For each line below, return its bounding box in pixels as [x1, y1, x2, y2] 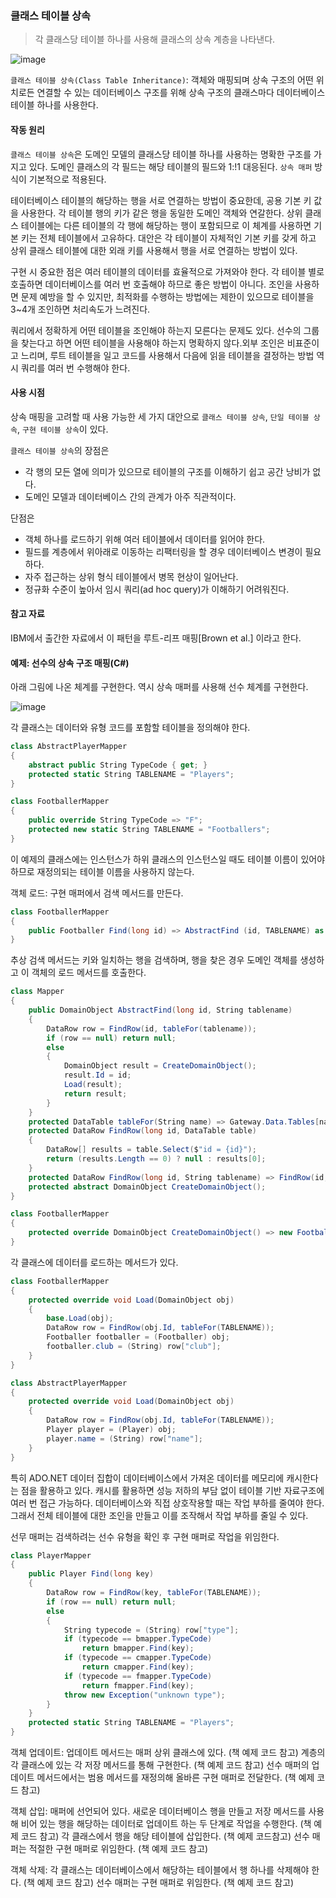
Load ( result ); [63, 1080, 123, 1090]
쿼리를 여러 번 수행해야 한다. [20, 362, 131, 374]
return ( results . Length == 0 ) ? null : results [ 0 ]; [46, 1154, 267, 1164]
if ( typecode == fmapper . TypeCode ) [63, 1671, 213, 1681]
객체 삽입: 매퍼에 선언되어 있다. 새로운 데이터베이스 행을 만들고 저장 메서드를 [10, 1805, 307, 1817]
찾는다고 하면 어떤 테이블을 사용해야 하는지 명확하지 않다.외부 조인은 [20, 337, 285, 349]
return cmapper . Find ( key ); [81, 1662, 195, 1672]
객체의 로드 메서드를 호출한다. [31, 967, 147, 979]
